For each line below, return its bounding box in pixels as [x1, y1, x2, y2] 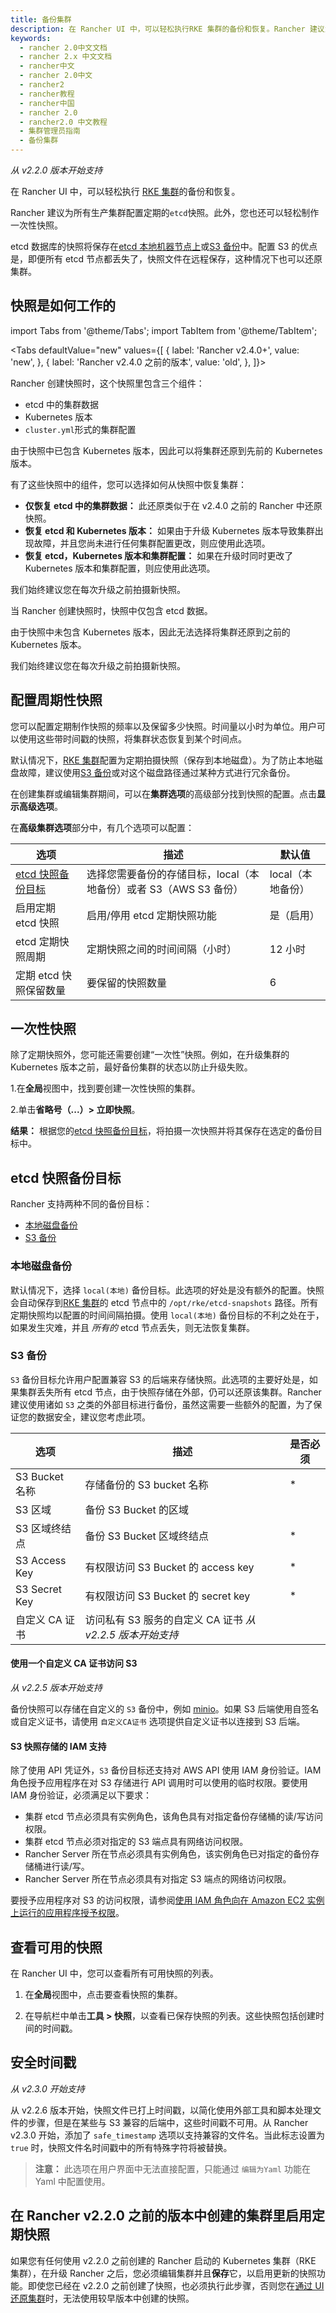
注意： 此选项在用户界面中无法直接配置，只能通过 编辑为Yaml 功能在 [34, 2162, 311, 2175]
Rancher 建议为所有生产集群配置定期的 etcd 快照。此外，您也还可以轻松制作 [10, 207, 320, 218]
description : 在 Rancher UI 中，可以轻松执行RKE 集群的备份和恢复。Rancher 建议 [10, 24, 325, 34]
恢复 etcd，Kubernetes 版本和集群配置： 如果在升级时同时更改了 [24, 549, 294, 561]
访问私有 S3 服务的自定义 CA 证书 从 [84, 1612, 257, 1626]
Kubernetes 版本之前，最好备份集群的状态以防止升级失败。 [10, 1061, 253, 1073]
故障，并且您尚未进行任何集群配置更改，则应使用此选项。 [33, 537, 271, 549]
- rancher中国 [19, 98, 75, 108]
